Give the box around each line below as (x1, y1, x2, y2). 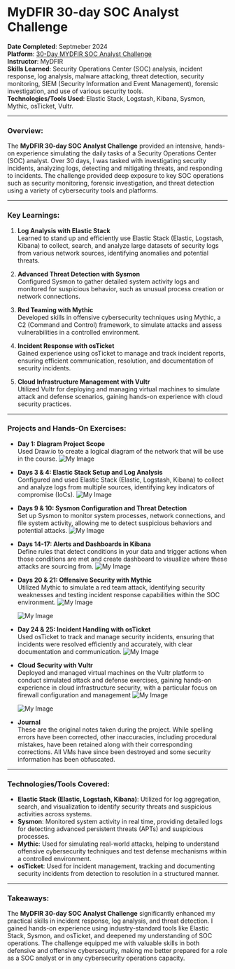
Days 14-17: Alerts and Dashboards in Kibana (17, 540, 152, 548)
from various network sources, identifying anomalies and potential (17, 249, 208, 257)
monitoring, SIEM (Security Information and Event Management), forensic (7, 79, 219, 88)
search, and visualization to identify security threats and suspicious (17, 802, 212, 811)
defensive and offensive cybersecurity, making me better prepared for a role (7, 947, 227, 955)
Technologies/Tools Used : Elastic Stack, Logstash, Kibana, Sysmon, (7, 94, 206, 102)
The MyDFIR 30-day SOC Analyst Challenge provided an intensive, (7, 141, 204, 151)
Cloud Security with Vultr (17, 661, 93, 669)
